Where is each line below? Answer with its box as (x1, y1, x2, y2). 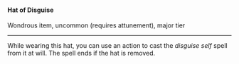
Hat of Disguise (7, 6, 54, 14)
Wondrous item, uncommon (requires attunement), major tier (7, 21, 186, 30)
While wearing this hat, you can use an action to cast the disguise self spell (7, 41, 228, 50)
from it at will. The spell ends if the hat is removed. (7, 49, 156, 58)
